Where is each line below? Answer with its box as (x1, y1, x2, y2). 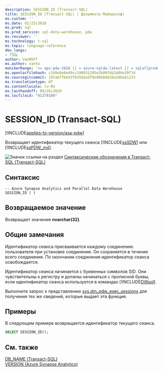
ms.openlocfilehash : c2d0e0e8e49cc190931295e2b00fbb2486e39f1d (5, 71, 136, 75)
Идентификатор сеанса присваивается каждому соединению (5, 244, 133, 249)
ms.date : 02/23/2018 (5, 20, 47, 26)
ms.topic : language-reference (5, 43, 66, 48)
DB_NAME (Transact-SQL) (5, 356, 58, 362)
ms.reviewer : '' (5, 35, 38, 39)
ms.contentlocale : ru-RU (5, 84, 55, 89)
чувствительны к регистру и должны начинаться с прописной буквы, (5, 273, 149, 280)
